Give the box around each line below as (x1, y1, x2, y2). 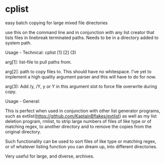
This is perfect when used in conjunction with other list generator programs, (5, 108, 161, 114)
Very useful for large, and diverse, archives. (5, 153, 95, 159)
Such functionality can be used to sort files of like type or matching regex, (5, 138, 157, 144)
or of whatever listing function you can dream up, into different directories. (5, 143, 158, 149)
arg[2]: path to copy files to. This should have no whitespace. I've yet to (5, 68, 152, 75)
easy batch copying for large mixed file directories (5, 20, 108, 26)
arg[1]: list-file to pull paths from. (5, 59, 72, 65)
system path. (5, 40, 32, 45)
